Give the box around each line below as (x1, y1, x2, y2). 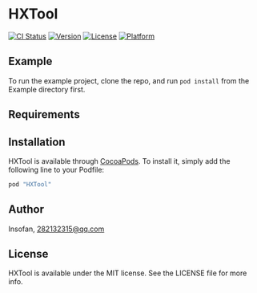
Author (8, 202, 44, 217)
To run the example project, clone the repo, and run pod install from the (8, 75, 250, 85)
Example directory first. (8, 84, 86, 94)
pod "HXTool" (8, 180, 52, 189)
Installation (8, 135, 66, 149)
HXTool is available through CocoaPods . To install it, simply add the (8, 156, 231, 165)
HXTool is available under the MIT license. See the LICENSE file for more (8, 268, 247, 278)
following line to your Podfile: (8, 165, 105, 174)
